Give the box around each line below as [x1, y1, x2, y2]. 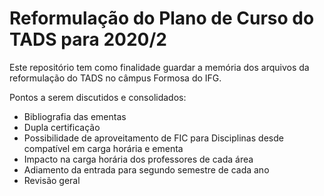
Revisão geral [23, 174, 81, 186]
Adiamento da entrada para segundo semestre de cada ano [23, 163, 270, 176]
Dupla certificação [23, 121, 101, 133]
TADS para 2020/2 [9, 28, 167, 51]
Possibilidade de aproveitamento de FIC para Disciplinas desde [23, 132, 284, 144]
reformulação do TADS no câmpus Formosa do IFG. [9, 72, 222, 84]
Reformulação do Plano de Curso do [9, 7, 315, 30]
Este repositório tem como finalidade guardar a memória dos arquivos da [9, 61, 310, 73]
